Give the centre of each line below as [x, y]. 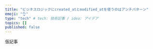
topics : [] [16, 23]
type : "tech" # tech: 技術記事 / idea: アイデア [52, 18]
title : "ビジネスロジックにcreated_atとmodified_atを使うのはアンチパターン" [77, 9]
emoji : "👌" [17, 14]
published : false [22, 27]
